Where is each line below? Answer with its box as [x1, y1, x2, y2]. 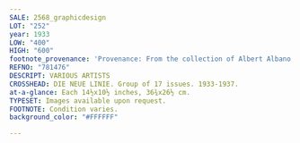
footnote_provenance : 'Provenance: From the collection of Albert [9, 55, 263, 63]
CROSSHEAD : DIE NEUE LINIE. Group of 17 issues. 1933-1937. [9, 80, 240, 88]
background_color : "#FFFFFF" [9, 113, 119, 122]
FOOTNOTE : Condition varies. [9, 105, 119, 114]
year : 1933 [9, 29, 50, 38]
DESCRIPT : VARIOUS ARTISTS [9, 71, 110, 80]
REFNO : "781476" [9, 63, 70, 72]
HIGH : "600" [9, 46, 54, 55]
